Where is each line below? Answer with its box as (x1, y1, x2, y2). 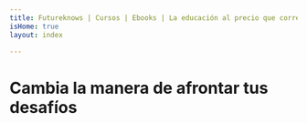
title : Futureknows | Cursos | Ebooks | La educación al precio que (9, 13, 276, 23)
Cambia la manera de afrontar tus (9, 77, 269, 98)
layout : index (9, 30, 64, 39)
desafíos (9, 97, 78, 118)
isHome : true (9, 22, 59, 31)
